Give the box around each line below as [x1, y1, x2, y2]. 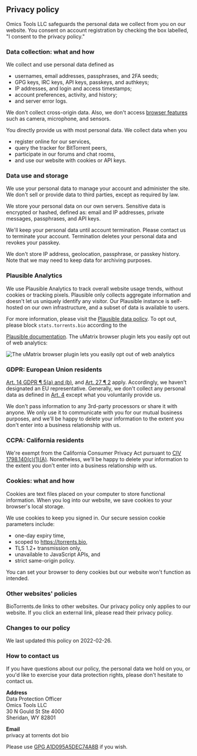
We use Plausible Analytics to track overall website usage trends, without [6, 285, 183, 292]
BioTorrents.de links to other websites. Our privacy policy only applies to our [6, 603, 191, 610]
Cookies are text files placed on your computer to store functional [6, 490, 166, 497]
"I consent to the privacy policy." [6, 32, 85, 40]
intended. [6, 574, 29, 581]
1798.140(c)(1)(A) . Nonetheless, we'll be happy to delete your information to [6, 456, 189, 463]
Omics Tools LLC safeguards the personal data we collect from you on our [6, 20, 186, 27]
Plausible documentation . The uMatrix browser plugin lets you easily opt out [6, 333, 191, 340]
